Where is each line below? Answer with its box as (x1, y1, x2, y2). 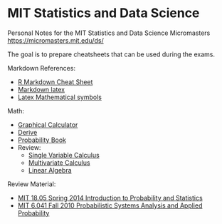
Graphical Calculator (17, 120, 78, 129)
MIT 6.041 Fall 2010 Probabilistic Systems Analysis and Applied (17, 201, 203, 210)
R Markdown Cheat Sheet (17, 77, 93, 86)
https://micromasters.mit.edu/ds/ (7, 36, 105, 44)
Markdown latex (17, 85, 65, 93)
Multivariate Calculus (28, 158, 90, 167)
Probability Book (17, 136, 66, 144)
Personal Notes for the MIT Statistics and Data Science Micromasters (7, 29, 211, 37)
